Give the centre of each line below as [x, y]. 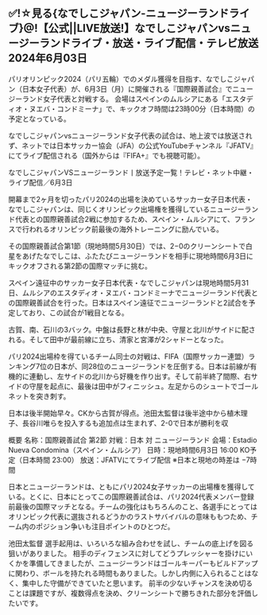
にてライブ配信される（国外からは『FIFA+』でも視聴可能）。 [106, 155]
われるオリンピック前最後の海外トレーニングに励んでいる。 [126, 229]
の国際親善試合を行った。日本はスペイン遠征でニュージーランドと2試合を [128, 302]
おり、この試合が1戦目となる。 [79, 313]
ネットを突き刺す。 [39, 396]
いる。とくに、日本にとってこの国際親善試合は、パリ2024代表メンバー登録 [131, 496]
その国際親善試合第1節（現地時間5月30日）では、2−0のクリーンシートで [127, 246]
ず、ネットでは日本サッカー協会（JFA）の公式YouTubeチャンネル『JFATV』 [133, 146]
